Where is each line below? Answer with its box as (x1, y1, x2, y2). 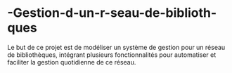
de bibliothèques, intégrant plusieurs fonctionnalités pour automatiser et (7, 51, 217, 59)
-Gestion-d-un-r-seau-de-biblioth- (7, 5, 217, 21)
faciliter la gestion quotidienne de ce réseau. (7, 58, 136, 66)
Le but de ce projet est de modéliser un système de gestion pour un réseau (7, 43, 226, 51)
